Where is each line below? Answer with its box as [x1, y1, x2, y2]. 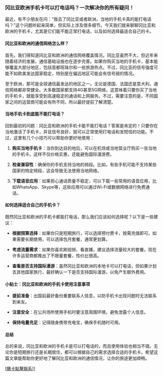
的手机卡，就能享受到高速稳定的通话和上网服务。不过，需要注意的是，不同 [5, 93, 154, 99]
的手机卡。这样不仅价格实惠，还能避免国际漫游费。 [12, 151, 114, 157]
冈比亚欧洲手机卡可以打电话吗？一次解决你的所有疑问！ [5, 4, 134, 11]
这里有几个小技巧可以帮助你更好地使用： [13, 135, 95, 140]
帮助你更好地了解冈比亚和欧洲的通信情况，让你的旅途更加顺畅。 [21, 356, 149, 361]
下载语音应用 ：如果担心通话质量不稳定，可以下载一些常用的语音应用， [12, 178, 153, 184]
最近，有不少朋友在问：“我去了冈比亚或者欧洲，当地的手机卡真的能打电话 [5, 16, 152, 22]
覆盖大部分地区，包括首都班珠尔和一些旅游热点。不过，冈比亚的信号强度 [9, 64, 154, 70]
